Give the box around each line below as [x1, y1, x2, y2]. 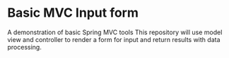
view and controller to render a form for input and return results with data [7, 35, 221, 43]
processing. [7, 43, 42, 51]
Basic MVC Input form [7, 5, 139, 21]
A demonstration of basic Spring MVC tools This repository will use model [7, 28, 223, 36]
